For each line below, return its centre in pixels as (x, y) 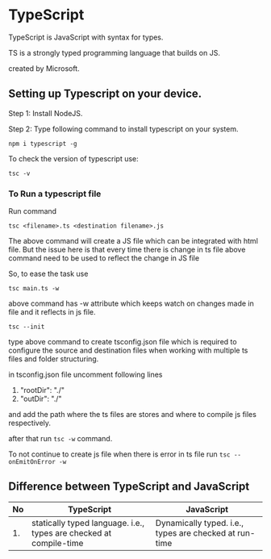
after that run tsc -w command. (60, 439)
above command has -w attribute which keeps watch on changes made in (131, 303)
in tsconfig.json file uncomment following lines (85, 375)
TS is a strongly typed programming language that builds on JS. (114, 52)
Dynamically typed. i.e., (200, 523)
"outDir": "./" (41, 399)
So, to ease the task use (48, 274)
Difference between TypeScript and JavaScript (129, 487)
